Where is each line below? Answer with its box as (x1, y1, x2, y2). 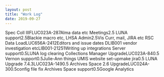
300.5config (5, 66, 30, 72)
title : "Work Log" (5, 12, 43, 17)
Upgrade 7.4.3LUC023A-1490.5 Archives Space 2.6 (5, 61, 109, 67)
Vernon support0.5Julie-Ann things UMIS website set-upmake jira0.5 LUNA (5, 56, 158, 62)
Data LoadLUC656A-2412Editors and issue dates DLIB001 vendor (5, 40, 137, 46)
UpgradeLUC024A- (110, 61, 150, 67)
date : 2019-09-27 (5, 16, 41, 21)
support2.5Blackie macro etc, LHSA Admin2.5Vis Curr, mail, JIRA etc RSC (5, 35, 154, 41)
